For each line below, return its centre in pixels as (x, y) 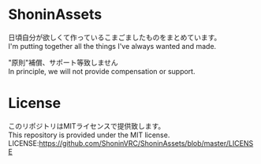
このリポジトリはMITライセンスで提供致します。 (87, 126)
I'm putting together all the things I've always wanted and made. (112, 46)
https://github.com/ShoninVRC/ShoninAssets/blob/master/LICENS (146, 143)
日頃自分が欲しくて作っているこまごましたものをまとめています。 (115, 37)
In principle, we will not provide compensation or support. (102, 71)
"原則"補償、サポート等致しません (63, 62)
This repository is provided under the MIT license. (89, 135)
